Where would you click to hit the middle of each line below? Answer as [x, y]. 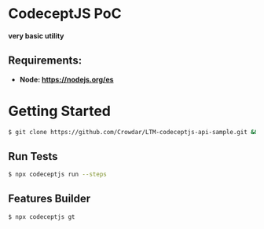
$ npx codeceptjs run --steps [58, 174]
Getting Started [60, 111]
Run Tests [33, 156]
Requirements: [45, 61]
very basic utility [36, 35]
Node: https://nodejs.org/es [66, 79]
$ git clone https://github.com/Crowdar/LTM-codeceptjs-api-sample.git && [133, 132]
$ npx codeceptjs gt [42, 216]
